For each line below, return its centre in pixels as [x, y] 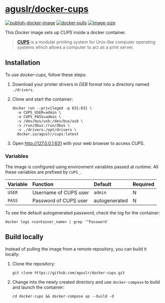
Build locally [24, 237]
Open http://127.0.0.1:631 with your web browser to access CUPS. [78, 143]
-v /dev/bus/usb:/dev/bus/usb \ [50, 121]
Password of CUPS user [60, 201]
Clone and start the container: [42, 99]
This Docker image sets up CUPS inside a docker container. [66, 32]
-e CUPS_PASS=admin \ [39, 117]
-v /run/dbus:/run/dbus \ [43, 125]
